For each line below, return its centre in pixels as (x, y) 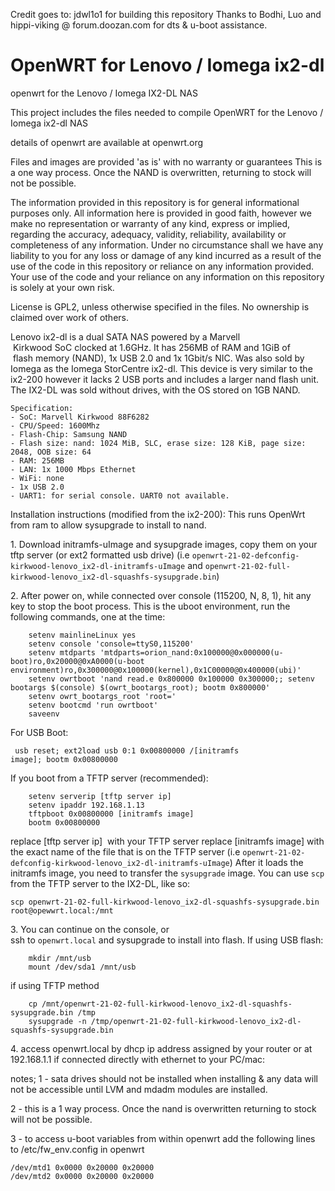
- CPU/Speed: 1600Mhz (55, 425)
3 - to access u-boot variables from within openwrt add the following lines (163, 1138)
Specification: (42, 408)
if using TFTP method (55, 985)
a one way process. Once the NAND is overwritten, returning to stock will (161, 172)
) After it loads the (266, 862)
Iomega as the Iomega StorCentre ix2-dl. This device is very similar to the (161, 368)
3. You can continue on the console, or (90, 929)
